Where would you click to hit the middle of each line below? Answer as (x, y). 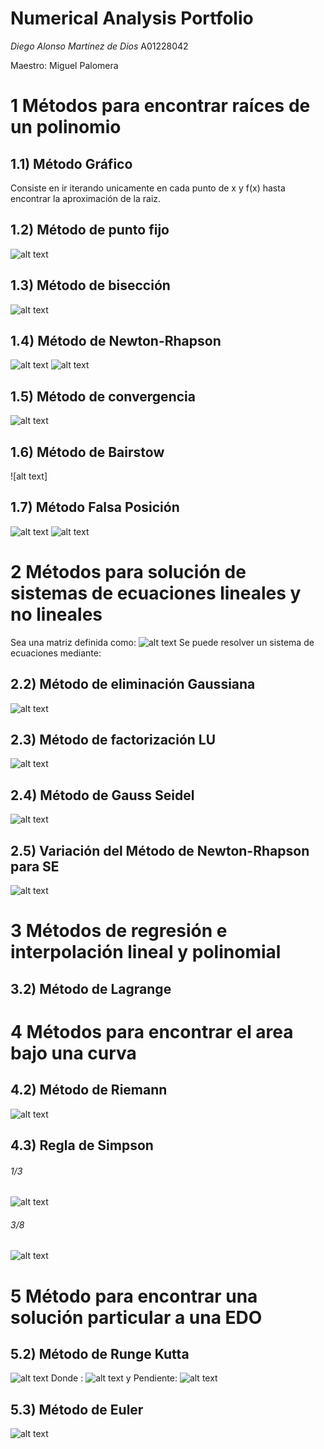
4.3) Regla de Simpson (82, 1145)
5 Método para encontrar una (134, 1296)
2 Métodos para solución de (128, 572)
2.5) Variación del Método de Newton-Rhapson (160, 850)
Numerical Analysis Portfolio (132, 18)
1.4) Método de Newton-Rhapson (116, 340)
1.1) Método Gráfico (71, 163)
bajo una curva (73, 1053)
